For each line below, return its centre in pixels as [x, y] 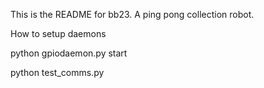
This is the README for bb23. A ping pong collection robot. [132, 14]
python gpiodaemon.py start [69, 53]
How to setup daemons [58, 33]
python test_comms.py [57, 72]
